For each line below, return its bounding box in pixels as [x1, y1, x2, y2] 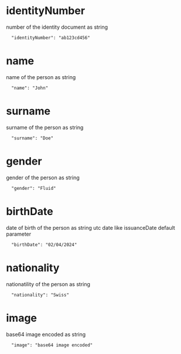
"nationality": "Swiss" [11, 292, 69, 298]
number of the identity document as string [6, 23, 108, 30]
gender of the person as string [6, 174, 80, 181]
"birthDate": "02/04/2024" [11, 241, 77, 247]
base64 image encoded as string [6, 331, 86, 338]
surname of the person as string [6, 124, 84, 131]
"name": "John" [11, 85, 49, 91]
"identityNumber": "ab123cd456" [11, 35, 91, 40]
